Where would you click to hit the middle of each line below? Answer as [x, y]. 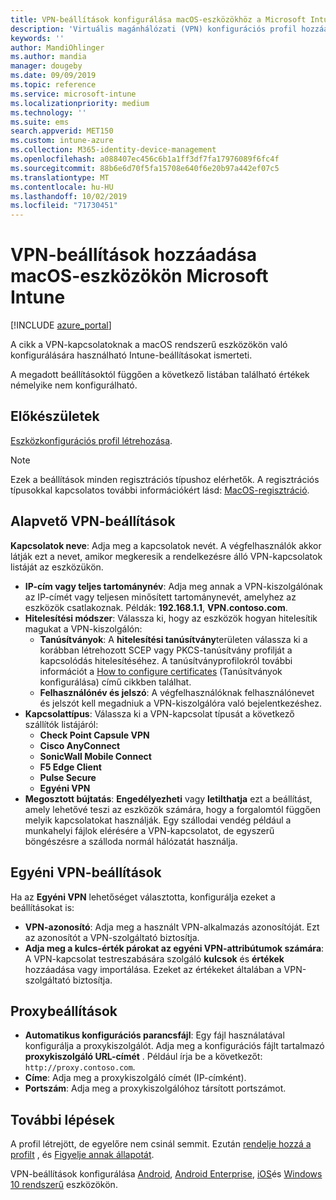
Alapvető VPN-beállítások [93, 521]
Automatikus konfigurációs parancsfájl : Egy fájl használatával [154, 1035]
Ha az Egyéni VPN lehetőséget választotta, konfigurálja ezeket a [143, 897]
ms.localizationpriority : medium [80, 103]
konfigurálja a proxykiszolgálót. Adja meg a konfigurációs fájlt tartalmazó [174, 1046]
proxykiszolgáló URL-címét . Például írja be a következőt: [143, 1057]
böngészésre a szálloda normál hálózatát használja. [131, 841]
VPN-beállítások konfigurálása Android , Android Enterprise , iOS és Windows [166, 1174]
